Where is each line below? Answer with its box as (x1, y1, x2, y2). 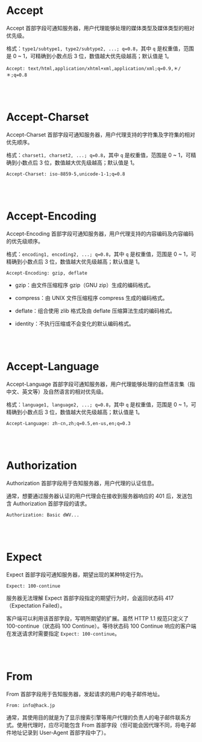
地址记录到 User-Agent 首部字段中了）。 (11, 729, 110, 736)
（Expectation (6, 602, 41, 609)
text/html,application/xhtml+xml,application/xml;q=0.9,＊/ (28, 65, 181, 71)
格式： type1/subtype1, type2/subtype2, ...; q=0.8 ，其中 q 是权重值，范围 (6, 45, 194, 52)
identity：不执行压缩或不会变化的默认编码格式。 (14, 320, 134, 327)
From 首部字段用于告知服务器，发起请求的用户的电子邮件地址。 (6, 690, 163, 697)
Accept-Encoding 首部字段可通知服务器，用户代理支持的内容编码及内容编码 (6, 230, 194, 237)
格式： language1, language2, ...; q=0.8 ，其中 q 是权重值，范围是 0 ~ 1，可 (6, 400, 197, 408)
